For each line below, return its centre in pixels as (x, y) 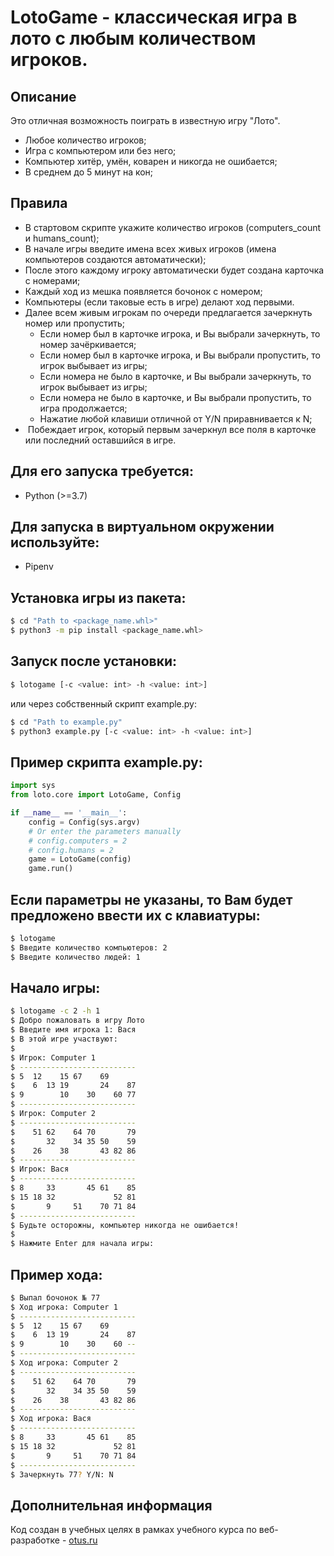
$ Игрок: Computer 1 (53, 1057)
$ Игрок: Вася (40, 1169)
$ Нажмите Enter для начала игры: (82, 1244)
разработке (35, 1540)
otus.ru (83, 1540)
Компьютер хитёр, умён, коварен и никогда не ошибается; (151, 161)
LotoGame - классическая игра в (154, 17)
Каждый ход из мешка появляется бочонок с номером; (143, 291)
